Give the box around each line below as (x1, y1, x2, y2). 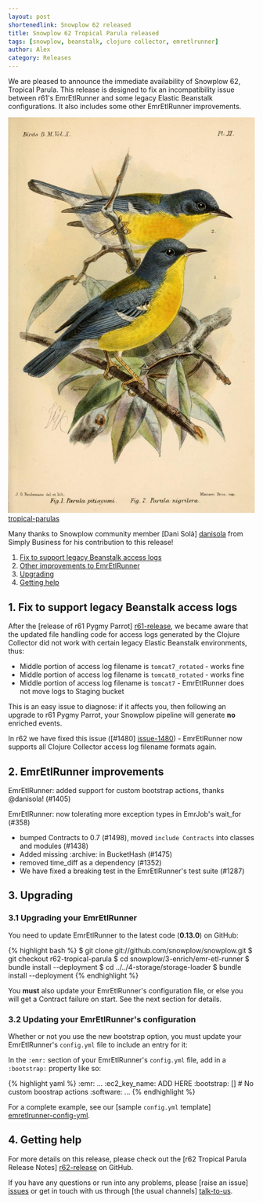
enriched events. (8, 719, 63, 728)
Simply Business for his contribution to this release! (8, 538, 174, 547)
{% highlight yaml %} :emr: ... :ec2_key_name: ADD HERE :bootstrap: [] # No (8, 1079, 254, 1088)
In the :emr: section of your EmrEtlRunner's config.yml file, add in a (8, 1055, 227, 1064)
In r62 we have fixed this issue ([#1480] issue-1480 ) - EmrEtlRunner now (8, 734, 243, 744)
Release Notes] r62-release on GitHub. (8, 1162, 134, 1172)
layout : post (8, 13, 51, 20)
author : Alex (8, 46, 51, 54)
